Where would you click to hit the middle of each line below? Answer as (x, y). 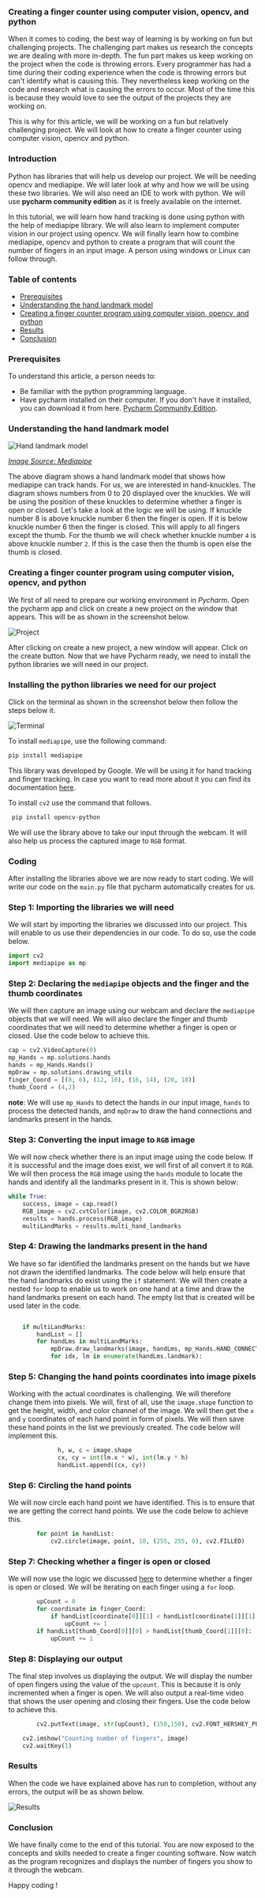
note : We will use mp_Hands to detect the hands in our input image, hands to (129, 1102)
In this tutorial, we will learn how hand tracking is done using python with (127, 217)
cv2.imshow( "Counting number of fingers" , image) (106, 1738)
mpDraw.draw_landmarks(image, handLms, (116, 1349)
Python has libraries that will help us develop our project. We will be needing (132, 176)
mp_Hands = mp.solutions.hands (60, 1058)
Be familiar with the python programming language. (103, 392)
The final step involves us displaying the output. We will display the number (131, 1676)
